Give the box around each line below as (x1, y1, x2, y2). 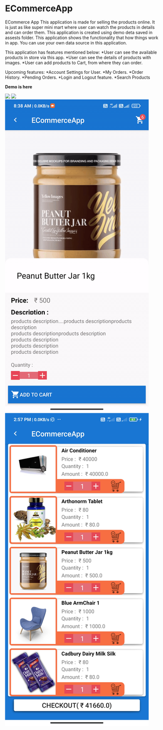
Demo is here (5, 84, 33, 89)
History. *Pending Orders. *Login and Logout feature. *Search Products (5, 74, 150, 80)
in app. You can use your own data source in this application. (5, 40, 127, 45)
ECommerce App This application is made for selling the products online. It (5, 19, 155, 25)
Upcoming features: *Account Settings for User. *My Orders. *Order (5, 69, 144, 75)
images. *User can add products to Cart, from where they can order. (5, 60, 143, 65)
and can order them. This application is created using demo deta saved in (5, 29, 153, 35)
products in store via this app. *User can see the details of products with (5, 54, 151, 60)
